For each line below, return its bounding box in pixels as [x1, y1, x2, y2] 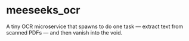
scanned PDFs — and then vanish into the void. [6, 29, 123, 36]
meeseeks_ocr [6, 4, 80, 17]
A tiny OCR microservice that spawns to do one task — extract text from [6, 23, 184, 30]
